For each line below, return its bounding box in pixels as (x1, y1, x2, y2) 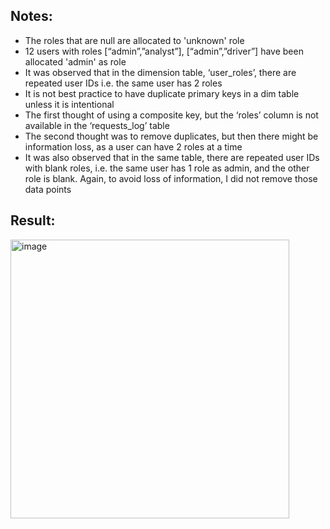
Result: (10, 212, 56, 229)
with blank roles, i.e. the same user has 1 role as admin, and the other (24, 162, 310, 174)
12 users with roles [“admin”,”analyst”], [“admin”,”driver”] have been (24, 45, 304, 57)
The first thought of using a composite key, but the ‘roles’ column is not (24, 109, 319, 121)
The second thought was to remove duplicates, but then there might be (24, 130, 319, 142)
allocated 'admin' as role (24, 55, 127, 68)
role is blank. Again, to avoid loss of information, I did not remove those (24, 172, 318, 184)
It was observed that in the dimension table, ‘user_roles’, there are (24, 66, 297, 78)
